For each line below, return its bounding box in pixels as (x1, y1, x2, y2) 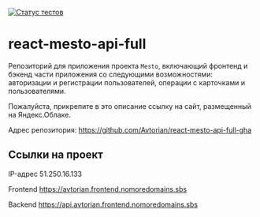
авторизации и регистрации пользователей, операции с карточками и (8, 77, 246, 87)
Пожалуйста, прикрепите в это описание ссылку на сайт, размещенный (8, 101, 252, 110)
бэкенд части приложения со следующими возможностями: (8, 69, 213, 79)
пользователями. (8, 86, 66, 95)
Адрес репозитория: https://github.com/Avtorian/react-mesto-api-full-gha (8, 125, 252, 134)
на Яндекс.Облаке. (8, 110, 71, 119)
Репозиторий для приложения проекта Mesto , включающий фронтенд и (8, 61, 248, 70)
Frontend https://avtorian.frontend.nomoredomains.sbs (8, 184, 188, 193)
